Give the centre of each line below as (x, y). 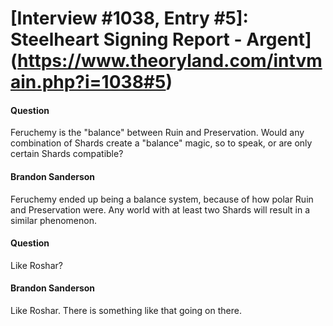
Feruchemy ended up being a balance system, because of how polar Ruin (162, 199)
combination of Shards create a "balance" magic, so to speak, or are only (161, 143)
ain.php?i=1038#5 (88, 82)
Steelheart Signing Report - (126, 39)
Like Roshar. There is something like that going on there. (126, 310)
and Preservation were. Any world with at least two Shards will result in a (160, 209)
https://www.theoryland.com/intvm (170, 61)
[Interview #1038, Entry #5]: (129, 18)
